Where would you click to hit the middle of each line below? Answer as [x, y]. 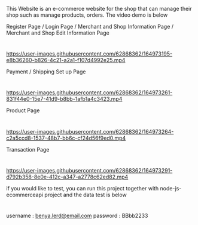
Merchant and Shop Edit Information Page [58, 33]
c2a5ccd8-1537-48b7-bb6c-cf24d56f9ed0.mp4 [66, 138]
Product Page [23, 110]
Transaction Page [28, 149]
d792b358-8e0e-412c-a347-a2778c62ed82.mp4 [67, 177]
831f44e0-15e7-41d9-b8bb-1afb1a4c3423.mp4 [64, 99]
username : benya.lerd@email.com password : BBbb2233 [77, 215]
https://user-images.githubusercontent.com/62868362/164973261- [89, 93]
